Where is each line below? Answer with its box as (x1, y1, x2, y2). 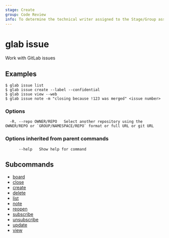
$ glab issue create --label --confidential (5, 88, 100, 93)
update (12, 222, 28, 228)
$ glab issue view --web (5, 92, 57, 97)
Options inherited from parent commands (5, 135, 109, 142)
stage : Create (5, 7, 35, 13)
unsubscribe (12, 216, 39, 222)
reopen (12, 206, 28, 212)
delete (12, 190, 26, 196)
